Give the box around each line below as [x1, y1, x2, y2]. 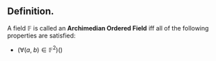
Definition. [7, 6, 54, 17]
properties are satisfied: [7, 31, 76, 40]
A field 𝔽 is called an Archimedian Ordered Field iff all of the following [7, 24, 209, 32]
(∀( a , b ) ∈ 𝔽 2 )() [17, 44, 63, 54]
